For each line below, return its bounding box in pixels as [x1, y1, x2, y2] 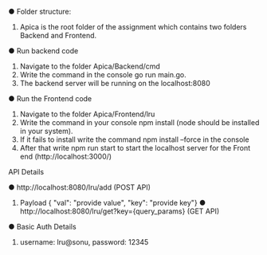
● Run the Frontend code [8, 94, 92, 103]
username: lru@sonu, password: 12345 [19, 237, 149, 246]
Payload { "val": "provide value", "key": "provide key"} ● [19, 198, 206, 207]
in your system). [19, 127, 73, 135]
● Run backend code [8, 46, 79, 55]
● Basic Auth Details [8, 222, 77, 231]
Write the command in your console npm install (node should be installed [19, 118, 260, 127]
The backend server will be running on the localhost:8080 [19, 79, 211, 88]
